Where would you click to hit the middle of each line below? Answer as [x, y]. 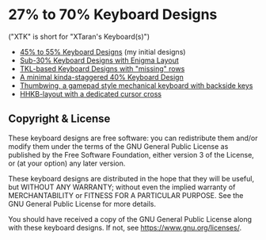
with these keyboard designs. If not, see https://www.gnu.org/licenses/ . [125, 227]
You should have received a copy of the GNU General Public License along [130, 219]
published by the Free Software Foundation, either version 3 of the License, [131, 154]
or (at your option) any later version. [67, 163]
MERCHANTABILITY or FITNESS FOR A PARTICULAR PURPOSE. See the [126, 195]
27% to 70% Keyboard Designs [113, 15]
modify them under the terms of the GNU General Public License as [118, 146]
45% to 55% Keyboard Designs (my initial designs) [103, 51]
